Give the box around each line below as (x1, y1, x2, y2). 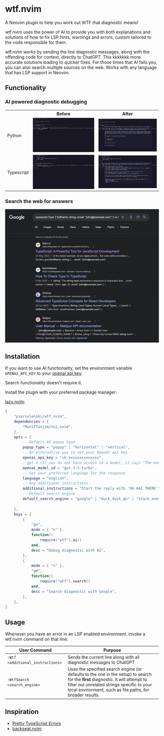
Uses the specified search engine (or (67, 666, 143, 672)
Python (7, 133, 22, 139)
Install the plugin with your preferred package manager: (5, 389, 117, 395)
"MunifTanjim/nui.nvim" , (22, 424, 73, 429)
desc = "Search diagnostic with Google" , (31, 589, 117, 594)
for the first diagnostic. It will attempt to (67, 676, 147, 682)
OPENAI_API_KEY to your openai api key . (5, 370, 83, 377)
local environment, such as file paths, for (67, 687, 149, 693)
